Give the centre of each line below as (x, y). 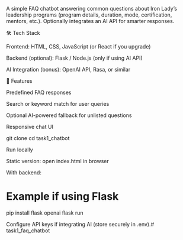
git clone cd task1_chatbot (38, 138)
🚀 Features (19, 81)
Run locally (20, 150)
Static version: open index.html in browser (58, 161)
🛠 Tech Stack (23, 33)
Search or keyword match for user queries (58, 104)
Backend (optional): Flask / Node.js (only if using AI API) (75, 58)
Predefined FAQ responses (39, 92)
